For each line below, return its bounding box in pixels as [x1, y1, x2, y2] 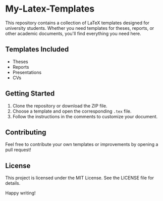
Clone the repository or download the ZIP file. [12, 103, 107, 109]
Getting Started [5, 89, 55, 98]
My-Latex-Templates [5, 3, 95, 15]
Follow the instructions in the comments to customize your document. [12, 113, 158, 119]
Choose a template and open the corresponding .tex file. [12, 108, 132, 114]
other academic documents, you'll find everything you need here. [5, 30, 141, 36]
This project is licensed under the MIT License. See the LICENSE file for [5, 175, 154, 181]
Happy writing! [5, 190, 36, 196]
